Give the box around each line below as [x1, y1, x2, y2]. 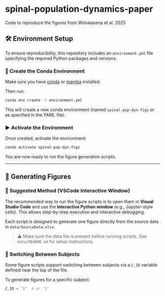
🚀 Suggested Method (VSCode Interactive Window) [5, 187, 130, 194]
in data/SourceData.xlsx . [5, 224, 55, 230]
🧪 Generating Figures [5, 173, 71, 181]
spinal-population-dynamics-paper [5, 3, 153, 15]
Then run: [5, 89, 25, 94]
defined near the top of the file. [5, 267, 68, 273]
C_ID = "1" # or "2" [5, 286, 50, 291]
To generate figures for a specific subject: [5, 277, 90, 283]
